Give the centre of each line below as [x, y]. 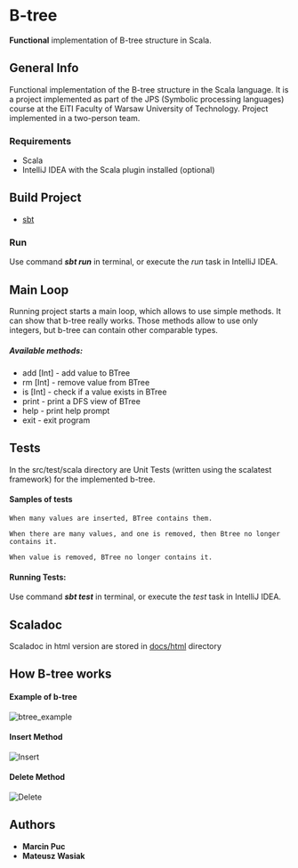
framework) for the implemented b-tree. [82, 479]
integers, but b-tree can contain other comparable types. [113, 329]
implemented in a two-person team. [75, 118]
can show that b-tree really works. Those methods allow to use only [134, 320]
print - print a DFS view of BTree [81, 401]
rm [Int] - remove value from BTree [86, 382]
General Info [44, 68]
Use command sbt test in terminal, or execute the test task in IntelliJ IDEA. [145, 596]
